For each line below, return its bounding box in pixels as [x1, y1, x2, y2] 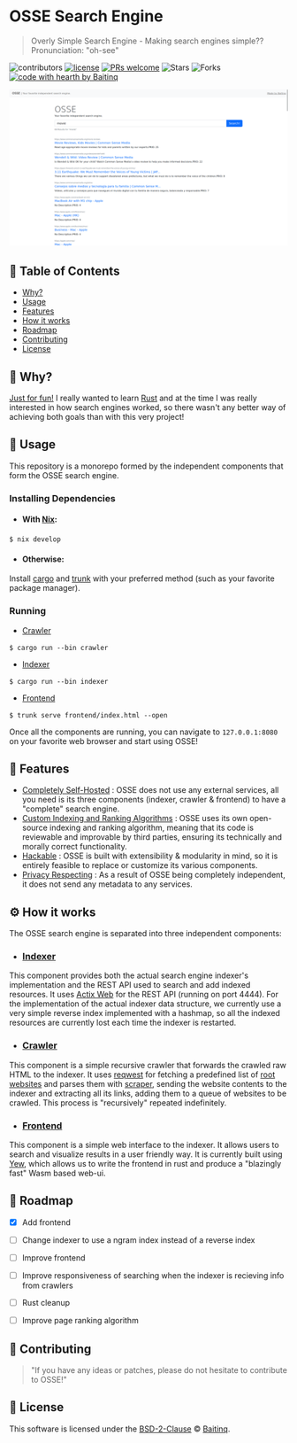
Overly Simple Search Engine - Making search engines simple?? [30, 35, 264, 46]
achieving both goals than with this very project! [9, 412, 185, 423]
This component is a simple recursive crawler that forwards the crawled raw [9, 1059, 287, 1070]
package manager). [9, 583, 81, 593]
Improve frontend [21, 1252, 86, 1263]
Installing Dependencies [9, 492, 117, 504]
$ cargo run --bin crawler [9, 643, 109, 652]
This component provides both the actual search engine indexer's [9, 970, 249, 981]
